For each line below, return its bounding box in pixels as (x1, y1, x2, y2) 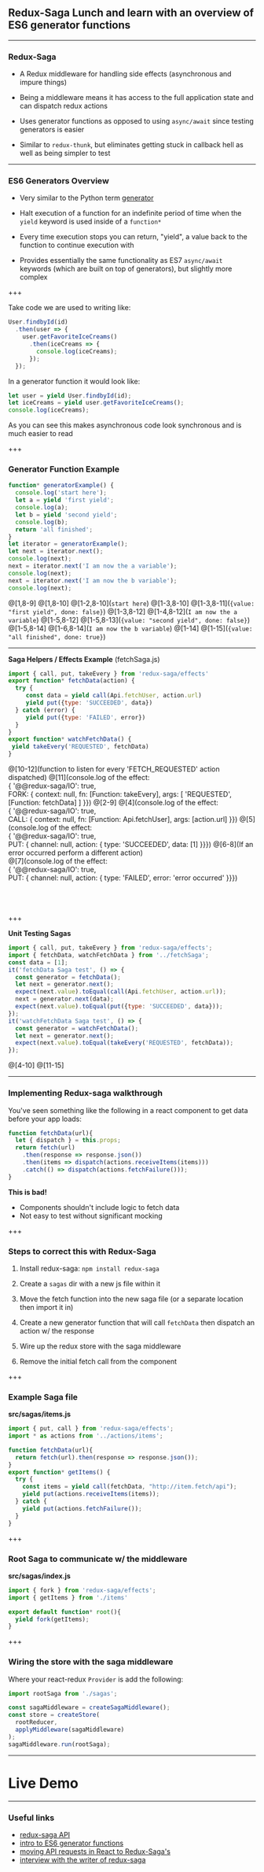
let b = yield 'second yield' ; (15, 511, 118, 519)
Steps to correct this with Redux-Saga (8, 1245, 157, 1256)
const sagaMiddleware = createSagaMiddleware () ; (8, 1704, 170, 1711)
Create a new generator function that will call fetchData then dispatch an (19, 1318, 255, 1327)
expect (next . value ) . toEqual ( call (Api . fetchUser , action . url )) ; (15, 988, 227, 996)
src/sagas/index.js (8, 1570, 71, 1581)
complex (19, 272, 48, 282)
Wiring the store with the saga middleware (8, 1656, 174, 1667)
